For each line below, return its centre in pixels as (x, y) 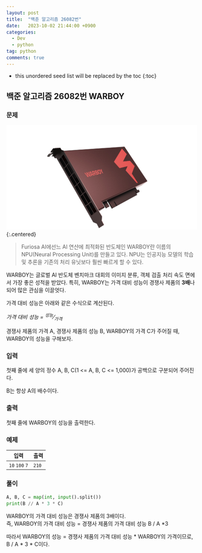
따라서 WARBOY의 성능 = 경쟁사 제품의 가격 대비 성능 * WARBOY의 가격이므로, (100, 537)
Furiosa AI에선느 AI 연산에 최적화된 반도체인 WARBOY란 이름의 (96, 247)
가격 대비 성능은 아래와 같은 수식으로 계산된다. (60, 303)
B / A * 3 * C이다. (28, 544)
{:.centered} (21, 234)
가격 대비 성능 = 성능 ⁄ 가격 (34, 317)
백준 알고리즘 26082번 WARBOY (66, 96)
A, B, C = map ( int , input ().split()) (54, 497)
